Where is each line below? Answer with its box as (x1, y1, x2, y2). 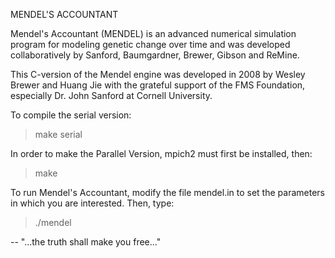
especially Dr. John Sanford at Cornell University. (10, 90, 213, 101)
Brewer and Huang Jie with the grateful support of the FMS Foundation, (10, 79, 306, 91)
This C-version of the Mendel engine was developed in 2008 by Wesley (10, 69, 306, 80)
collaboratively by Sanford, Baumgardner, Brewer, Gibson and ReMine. (10, 49, 300, 61)
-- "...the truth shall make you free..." (10, 236, 162, 248)
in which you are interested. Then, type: (10, 197, 175, 209)
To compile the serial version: (10, 109, 132, 121)
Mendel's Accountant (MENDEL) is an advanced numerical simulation (10, 28, 297, 39)
